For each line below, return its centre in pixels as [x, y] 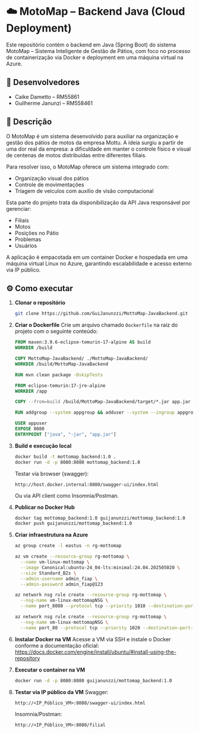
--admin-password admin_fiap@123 [62, 584]
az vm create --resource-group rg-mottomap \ [72, 557]
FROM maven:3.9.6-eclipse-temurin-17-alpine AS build [83, 342]
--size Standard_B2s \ [48, 573]
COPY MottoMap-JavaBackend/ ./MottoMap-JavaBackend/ [81, 358]
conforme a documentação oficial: [57, 645]
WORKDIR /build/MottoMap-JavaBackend [61, 364]
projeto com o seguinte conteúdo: [56, 332]
